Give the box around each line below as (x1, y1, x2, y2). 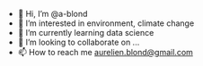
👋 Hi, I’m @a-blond (17, 9, 88, 19)
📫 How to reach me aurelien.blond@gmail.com (17, 47, 193, 57)
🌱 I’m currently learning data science (17, 28, 154, 37)
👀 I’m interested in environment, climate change (17, 18, 195, 29)
